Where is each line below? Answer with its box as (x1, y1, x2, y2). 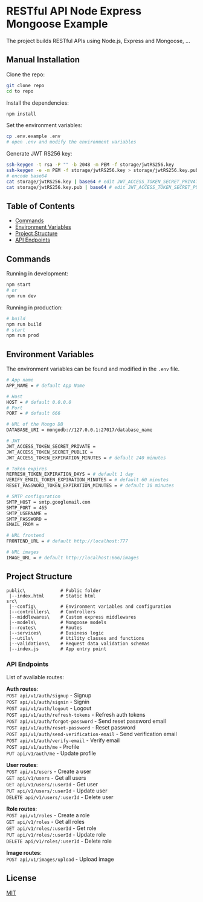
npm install (6, 111, 36, 117)
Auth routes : (6, 685, 39, 693)
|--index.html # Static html (8, 593, 96, 599)
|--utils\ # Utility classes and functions (8, 635, 145, 641)
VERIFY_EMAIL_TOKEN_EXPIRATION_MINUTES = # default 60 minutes (6, 477, 169, 483)
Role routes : (6, 805, 37, 812)
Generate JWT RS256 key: (6, 150, 72, 157)
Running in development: (6, 270, 68, 277)
